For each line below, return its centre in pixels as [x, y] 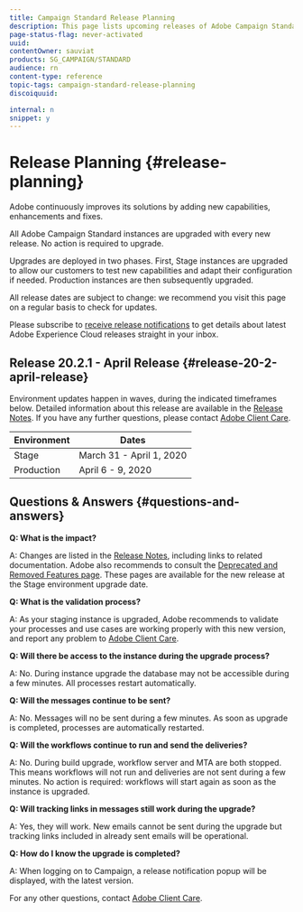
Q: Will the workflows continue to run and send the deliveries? [129, 745]
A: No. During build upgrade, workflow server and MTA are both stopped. [146, 762]
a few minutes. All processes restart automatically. [103, 683]
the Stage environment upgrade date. [79, 584]
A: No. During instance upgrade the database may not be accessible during [149, 673]
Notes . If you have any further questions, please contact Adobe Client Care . [150, 418]
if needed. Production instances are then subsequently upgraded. [132, 280]
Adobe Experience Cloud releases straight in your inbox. [114, 334]
